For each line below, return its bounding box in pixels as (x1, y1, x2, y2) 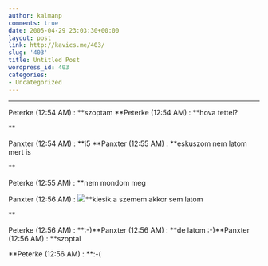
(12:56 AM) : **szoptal (8, 233, 81, 243)
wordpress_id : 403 (8, 64, 69, 72)
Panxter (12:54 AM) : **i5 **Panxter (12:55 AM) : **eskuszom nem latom (8, 139, 247, 148)
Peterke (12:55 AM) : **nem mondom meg (8, 178, 146, 187)
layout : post (8, 33, 52, 42)
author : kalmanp (8, 11, 62, 20)
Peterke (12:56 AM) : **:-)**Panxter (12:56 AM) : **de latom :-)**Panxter (8, 225, 250, 235)
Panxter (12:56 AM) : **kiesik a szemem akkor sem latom (8, 194, 203, 204)
